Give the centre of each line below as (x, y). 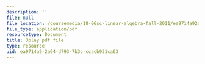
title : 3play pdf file (35, 40)
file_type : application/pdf (42, 29)
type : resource (26, 46)
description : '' (27, 12)
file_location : (26, 23)
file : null (20, 18)
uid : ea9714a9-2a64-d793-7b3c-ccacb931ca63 (63, 52)
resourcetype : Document (37, 35)
